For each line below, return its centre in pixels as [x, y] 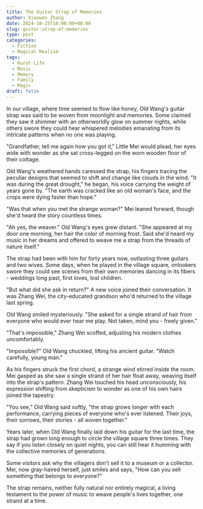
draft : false [23, 91]
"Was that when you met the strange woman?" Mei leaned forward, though [100, 208]
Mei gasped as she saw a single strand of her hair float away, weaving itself [101, 376]
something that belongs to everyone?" [54, 475]
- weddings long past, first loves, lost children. [65, 277]
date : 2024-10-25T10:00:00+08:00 [49, 23]
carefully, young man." [34, 357]
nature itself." [23, 246]
